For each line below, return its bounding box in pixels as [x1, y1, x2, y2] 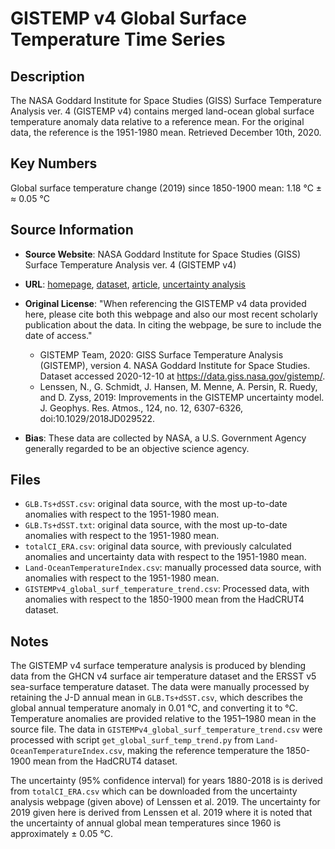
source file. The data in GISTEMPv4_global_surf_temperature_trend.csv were [10, 723, 323, 736]
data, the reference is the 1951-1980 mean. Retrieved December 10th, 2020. [10, 127, 322, 138]
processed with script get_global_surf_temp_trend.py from [10, 734, 254, 746]
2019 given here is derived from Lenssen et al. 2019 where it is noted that [10, 807, 313, 819]
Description [10, 68, 85, 85]
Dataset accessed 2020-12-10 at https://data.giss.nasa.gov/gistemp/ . [39, 370, 326, 382]
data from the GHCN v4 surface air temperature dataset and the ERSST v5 [10, 670, 317, 682]
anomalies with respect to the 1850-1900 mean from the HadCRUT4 [24, 593, 305, 606]
